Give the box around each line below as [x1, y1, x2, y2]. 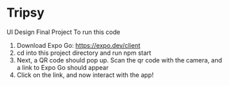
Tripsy [6, 5, 45, 21]
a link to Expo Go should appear [16, 63, 109, 71]
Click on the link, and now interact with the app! [16, 71, 154, 79]
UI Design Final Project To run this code [6, 28, 121, 36]
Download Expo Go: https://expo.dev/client [16, 41, 141, 49]
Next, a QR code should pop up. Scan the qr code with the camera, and [16, 55, 223, 64]
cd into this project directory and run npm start [16, 49, 152, 57]
